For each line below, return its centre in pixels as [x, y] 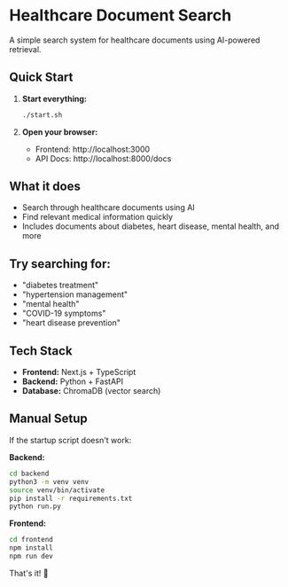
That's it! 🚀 [29, 573]
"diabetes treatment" [60, 286]
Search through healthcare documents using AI [108, 207]
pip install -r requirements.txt [71, 498]
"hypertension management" [75, 294]
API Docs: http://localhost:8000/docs [103, 158]
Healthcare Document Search [121, 16]
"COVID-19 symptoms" [64, 313]
